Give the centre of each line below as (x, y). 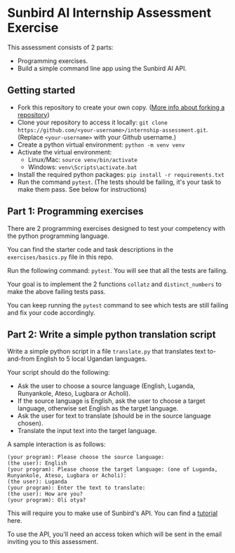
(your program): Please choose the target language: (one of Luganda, (113, 469)
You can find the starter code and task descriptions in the (90, 249)
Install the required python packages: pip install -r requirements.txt (121, 174)
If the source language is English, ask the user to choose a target (111, 401)
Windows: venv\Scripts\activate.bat (82, 167)
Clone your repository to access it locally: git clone (93, 122)
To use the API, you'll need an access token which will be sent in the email (115, 534)
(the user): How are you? (45, 494)
